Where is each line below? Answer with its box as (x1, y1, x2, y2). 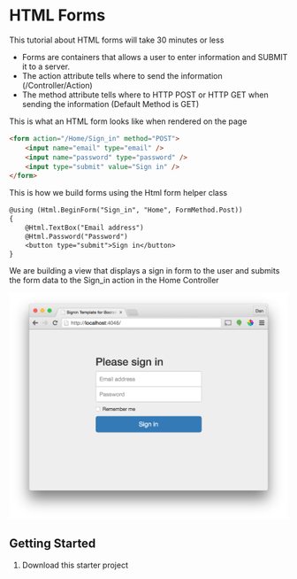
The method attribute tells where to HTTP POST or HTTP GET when (21, 89, 269, 100)
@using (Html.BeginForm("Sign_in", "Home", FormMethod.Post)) (9, 205, 243, 215)
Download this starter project (21, 560, 128, 570)
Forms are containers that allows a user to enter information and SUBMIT (21, 51, 288, 62)
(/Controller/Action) (21, 80, 93, 90)
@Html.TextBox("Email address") (25, 223, 144, 233)
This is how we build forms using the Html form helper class (9, 188, 228, 198)
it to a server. (21, 61, 71, 72)
